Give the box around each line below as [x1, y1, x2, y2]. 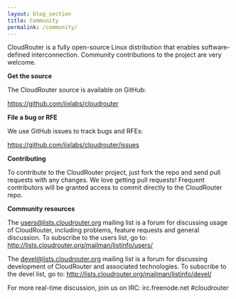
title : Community [7, 17, 59, 24]
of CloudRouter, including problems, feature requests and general [7, 226, 200, 234]
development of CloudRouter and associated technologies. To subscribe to [7, 262, 227, 271]
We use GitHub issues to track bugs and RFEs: [7, 127, 144, 136]
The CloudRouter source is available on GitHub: [7, 86, 146, 94]
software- [201, 43, 230, 52]
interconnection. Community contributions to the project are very [31, 50, 222, 59]
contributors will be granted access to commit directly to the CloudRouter [7, 183, 222, 192]
